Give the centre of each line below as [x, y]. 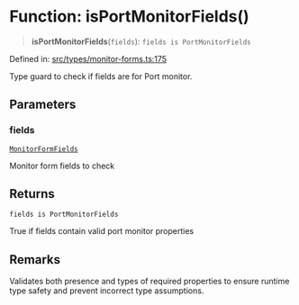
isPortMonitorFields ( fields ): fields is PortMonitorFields [141, 41]
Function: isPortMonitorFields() [129, 17]
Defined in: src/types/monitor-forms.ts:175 [88, 58]
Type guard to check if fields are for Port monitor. [101, 76]
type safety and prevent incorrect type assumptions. [107, 291]
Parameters [43, 105]
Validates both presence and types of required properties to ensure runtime [149, 282]
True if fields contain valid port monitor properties [102, 231]
